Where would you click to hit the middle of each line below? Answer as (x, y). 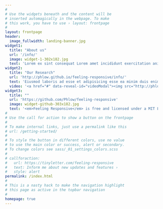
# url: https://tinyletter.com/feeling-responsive (59, 163)
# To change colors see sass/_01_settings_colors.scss (62, 149)
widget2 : (14, 68)
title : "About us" (28, 50)
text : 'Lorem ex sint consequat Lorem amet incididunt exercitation (80, 64)
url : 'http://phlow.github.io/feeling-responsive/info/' (68, 77)
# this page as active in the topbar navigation (55, 190)
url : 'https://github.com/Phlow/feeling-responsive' (64, 100)
